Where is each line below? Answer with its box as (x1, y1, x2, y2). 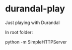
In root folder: (5, 29, 33, 35)
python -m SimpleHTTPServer (5, 38, 67, 45)
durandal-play (5, 3, 66, 14)
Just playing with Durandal (5, 19, 60, 25)
